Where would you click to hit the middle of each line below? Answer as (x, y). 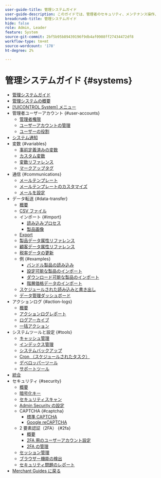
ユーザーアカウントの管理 (45, 126)
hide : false (17, 23)
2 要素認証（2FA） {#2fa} (45, 428)
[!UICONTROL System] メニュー (44, 107)
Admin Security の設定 (42, 406)
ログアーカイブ (34, 320)
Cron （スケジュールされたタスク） (54, 357)
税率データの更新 (36, 253)
